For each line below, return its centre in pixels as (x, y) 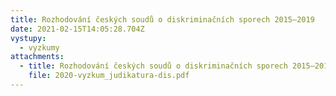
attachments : (37, 57)
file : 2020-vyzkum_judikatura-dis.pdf (109, 76)
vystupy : (28, 38)
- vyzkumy (39, 47)
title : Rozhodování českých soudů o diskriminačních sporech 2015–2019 (162, 19)
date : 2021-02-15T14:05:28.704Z (77, 29)
